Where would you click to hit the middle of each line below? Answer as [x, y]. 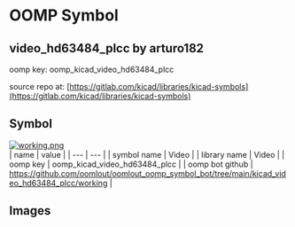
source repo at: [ [39, 86]
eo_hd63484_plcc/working [58, 183]
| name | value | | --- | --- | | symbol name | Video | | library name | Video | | [147, 154]
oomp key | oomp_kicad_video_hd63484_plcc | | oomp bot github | [132, 164]
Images [30, 211]
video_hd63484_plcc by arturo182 [107, 48]
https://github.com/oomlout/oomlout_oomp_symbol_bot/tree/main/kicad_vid [147, 173]
